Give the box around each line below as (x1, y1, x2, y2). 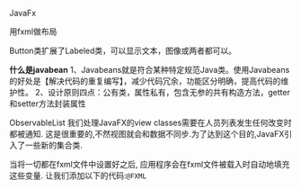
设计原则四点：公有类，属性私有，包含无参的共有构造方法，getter (48, 87, 290, 97)
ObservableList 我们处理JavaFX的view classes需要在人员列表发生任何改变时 (9, 117, 292, 128)
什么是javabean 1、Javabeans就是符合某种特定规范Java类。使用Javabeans (9, 65, 290, 75)
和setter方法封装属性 (9, 98, 87, 109)
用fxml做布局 (9, 26, 58, 37)
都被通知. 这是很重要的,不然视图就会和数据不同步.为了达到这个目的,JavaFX (9, 129, 285, 139)
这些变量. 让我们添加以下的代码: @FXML (9, 170, 146, 181)
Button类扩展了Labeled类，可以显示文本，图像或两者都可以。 (9, 45, 236, 56)
